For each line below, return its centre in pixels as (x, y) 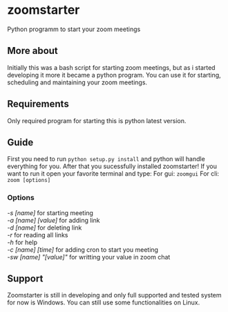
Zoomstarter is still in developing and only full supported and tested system (115, 295)
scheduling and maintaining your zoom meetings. (77, 82)
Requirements (38, 104)
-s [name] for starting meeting (50, 212)
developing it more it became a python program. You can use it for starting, (114, 75)
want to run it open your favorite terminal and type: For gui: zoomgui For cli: (113, 174)
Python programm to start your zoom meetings (74, 29)
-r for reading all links (38, 235)
